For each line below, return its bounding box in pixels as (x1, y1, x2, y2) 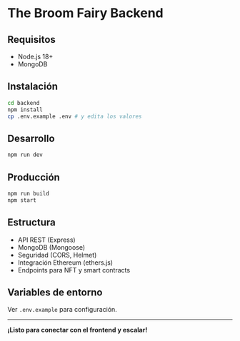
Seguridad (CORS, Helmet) (17, 250, 97, 259)
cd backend (7, 99, 40, 106)
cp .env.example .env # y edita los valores (7, 113, 142, 120)
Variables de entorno (7, 286, 103, 298)
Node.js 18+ (17, 52, 54, 61)
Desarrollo (7, 132, 55, 144)
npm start (7, 196, 37, 204)
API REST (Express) (17, 235, 76, 244)
